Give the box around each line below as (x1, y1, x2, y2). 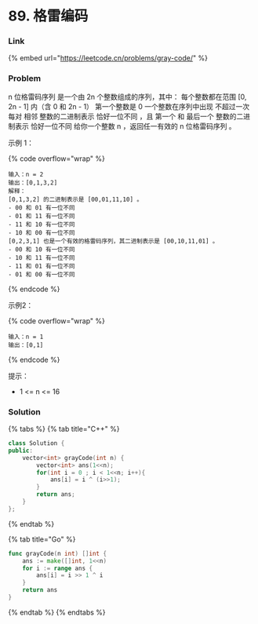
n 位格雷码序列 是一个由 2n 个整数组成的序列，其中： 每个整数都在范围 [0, (8, 92, 247, 101)
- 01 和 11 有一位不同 (8, 212, 75, 220)
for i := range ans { (22, 564, 93, 572)
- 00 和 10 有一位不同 (8, 245, 75, 254)
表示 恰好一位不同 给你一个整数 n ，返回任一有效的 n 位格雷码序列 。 (14, 121, 237, 130)
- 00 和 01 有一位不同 (8, 203, 75, 212)
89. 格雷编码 (8, 7, 89, 25)
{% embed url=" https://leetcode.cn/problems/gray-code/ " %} (8, 53, 208, 63)
